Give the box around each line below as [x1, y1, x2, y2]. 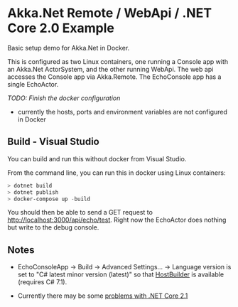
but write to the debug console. [7, 223, 99, 232]
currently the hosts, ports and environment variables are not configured [17, 107, 227, 116]
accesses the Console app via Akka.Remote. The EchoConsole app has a [7, 72, 222, 81]
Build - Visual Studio [7, 136, 99, 148]
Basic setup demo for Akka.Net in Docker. [7, 43, 130, 52]
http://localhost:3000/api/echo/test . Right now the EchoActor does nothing [7, 215, 227, 225]
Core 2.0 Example [7, 20, 115, 36]
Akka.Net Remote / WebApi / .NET [7, 5, 212, 21]
